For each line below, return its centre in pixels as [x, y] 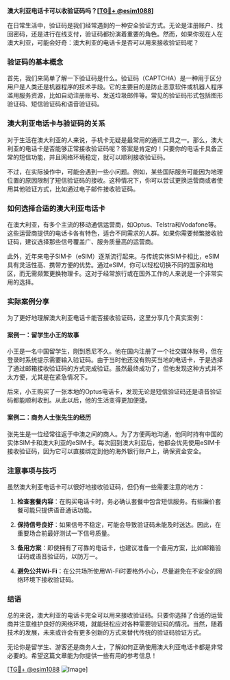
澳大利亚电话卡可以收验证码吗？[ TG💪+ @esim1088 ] [80, 11]
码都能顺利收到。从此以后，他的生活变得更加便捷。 [79, 400]
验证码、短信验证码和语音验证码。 [55, 104]
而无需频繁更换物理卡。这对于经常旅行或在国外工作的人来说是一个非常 [118, 273]
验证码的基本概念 [35, 62]
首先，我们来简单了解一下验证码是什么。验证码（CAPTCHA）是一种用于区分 [115, 78]
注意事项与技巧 [32, 471]
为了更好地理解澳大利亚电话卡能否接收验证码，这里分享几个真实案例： [106, 318]
